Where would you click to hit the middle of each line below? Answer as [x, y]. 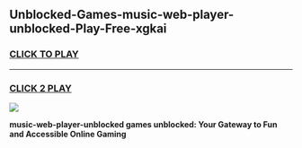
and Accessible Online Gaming [68, 134]
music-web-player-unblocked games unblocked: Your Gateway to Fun [143, 124]
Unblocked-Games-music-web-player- [122, 15]
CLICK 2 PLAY [40, 88]
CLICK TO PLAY [44, 55]
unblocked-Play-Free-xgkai [88, 29]
